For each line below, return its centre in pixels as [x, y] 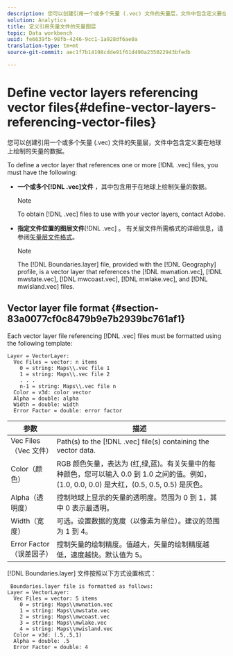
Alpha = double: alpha [46, 398]
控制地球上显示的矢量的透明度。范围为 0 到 [127, 497]
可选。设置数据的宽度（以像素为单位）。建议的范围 [138, 521]
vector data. [76, 450]
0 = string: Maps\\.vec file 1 [65, 368]
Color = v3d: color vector [52, 392]
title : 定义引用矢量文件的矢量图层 [52, 26]
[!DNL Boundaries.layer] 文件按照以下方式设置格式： [82, 573]
